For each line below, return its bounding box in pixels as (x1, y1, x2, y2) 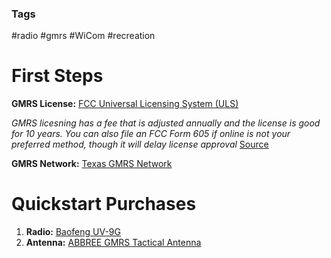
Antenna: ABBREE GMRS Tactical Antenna (25, 237, 202, 249)
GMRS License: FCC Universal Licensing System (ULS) (11, 98, 239, 110)
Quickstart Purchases (11, 193, 197, 216)
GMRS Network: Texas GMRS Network (11, 158, 173, 170)
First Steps (11, 65, 104, 87)
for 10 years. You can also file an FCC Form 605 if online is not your (11, 128, 291, 140)
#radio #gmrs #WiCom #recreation (11, 30, 156, 42)
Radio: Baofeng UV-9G (25, 226, 121, 238)
